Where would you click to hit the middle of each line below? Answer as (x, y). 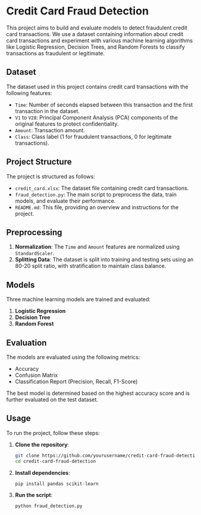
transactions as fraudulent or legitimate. (55, 53)
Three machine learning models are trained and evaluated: (79, 299)
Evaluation (26, 343)
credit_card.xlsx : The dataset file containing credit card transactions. (102, 188)
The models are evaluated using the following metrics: (73, 357)
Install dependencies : (42, 472)
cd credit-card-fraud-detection (55, 461)
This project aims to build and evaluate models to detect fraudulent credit (97, 28)
